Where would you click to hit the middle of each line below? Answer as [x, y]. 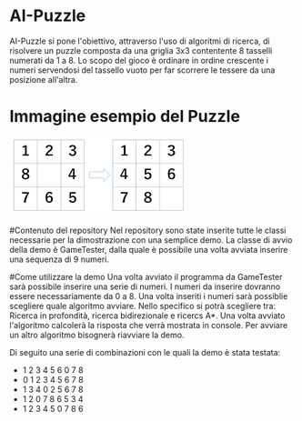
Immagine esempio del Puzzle [125, 117]
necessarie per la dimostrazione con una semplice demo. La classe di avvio [151, 240]
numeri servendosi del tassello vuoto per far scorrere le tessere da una [142, 70]
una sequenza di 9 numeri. [60, 259]
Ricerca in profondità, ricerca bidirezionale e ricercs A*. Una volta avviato [147, 316]
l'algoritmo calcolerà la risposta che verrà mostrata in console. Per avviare [149, 325]
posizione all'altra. [44, 79]
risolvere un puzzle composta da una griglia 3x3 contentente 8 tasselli [141, 50]
